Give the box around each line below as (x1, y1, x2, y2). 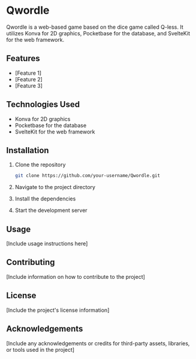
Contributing (6, 257, 55, 267)
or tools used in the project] (6, 346, 75, 353)
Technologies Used (6, 99, 80, 109)
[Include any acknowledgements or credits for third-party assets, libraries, (6, 339, 190, 347)
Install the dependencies (14, 195, 76, 202)
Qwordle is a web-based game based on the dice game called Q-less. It (6, 23, 184, 31)
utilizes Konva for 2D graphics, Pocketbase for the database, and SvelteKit (6, 29, 191, 36)
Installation (6, 145, 49, 156)
